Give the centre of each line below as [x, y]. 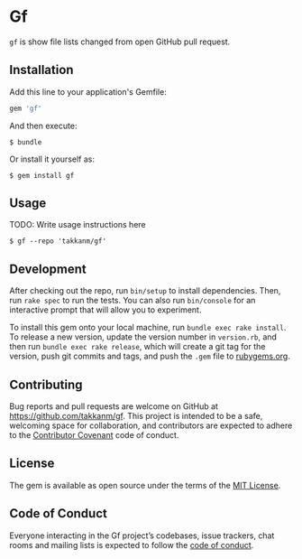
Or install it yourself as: [52, 159]
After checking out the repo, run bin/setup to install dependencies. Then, [145, 291]
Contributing [46, 384]
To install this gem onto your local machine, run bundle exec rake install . [148, 328]
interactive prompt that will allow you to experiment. [105, 310]
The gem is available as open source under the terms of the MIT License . [145, 485]
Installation [41, 70]
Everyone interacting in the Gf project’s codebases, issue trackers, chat [142, 536]
